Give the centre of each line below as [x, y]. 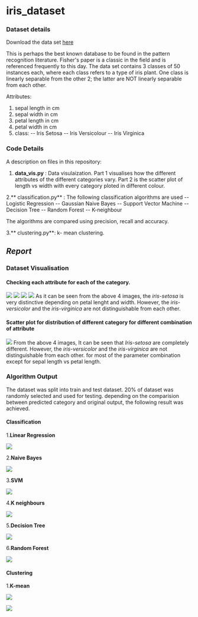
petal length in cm [37, 121]
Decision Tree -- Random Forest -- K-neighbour [64, 210]
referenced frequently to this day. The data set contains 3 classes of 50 [93, 66]
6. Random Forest [27, 548]
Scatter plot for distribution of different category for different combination [99, 322]
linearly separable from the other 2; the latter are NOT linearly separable [94, 79]
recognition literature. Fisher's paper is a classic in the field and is [86, 60]
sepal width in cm [36, 114]
